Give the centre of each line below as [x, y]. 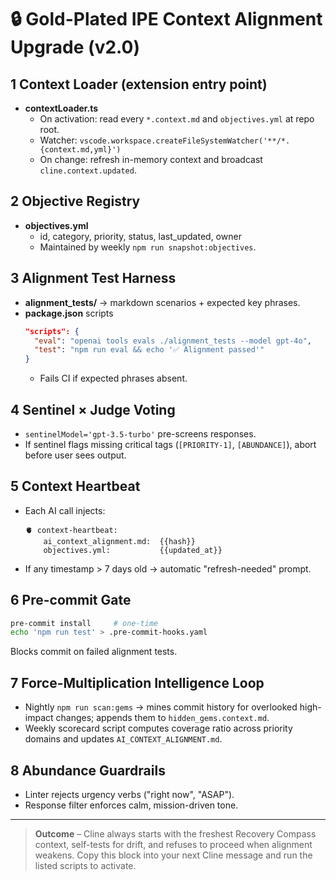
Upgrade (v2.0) [75, 47]
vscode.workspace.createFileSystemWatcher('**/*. [185, 141]
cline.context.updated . [88, 170]
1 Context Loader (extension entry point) [139, 84]
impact [39, 718]
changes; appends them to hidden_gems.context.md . [162, 718]
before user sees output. [75, 455]
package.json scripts [69, 313]
